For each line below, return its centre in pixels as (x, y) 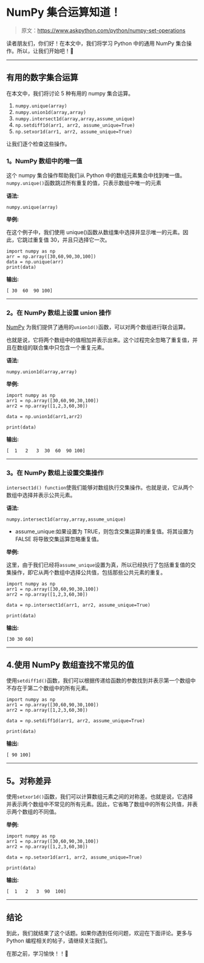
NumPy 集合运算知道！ (64, 12)
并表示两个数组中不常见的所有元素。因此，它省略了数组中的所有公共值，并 (99, 804)
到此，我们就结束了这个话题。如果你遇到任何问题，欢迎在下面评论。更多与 (99, 933)
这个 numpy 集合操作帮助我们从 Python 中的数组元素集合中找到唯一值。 (96, 175)
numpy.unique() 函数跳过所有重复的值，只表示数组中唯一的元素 (84, 183)
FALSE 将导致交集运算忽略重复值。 (58, 539)
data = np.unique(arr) (35, 262)
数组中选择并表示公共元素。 (41, 495)
